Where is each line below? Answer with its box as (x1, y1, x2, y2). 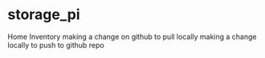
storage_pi (7, 6, 80, 24)
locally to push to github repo (7, 40, 105, 49)
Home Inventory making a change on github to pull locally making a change (7, 32, 257, 41)
